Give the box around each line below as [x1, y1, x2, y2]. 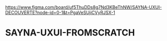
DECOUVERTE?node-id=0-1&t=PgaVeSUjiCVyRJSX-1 [5, 9, 116, 15]
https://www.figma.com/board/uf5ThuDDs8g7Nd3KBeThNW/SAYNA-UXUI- [5, 4, 162, 10]
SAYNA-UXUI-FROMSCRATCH [5, 27, 135, 38]
